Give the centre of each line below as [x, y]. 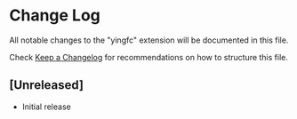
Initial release [46, 107]
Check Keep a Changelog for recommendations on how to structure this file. [149, 57]
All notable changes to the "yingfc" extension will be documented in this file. [149, 40]
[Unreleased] [47, 85]
